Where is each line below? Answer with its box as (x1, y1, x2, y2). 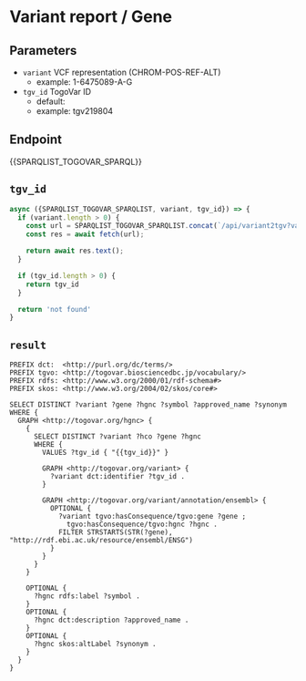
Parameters (9, 43, 77, 58)
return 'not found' (17, 304, 92, 314)
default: (36, 96, 66, 107)
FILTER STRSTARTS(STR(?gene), (57, 528, 173, 537)
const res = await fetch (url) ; (25, 230, 145, 239)
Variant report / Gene (9, 6, 173, 27)
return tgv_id (25, 280, 79, 289)
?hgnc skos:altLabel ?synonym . (33, 640, 157, 649)
